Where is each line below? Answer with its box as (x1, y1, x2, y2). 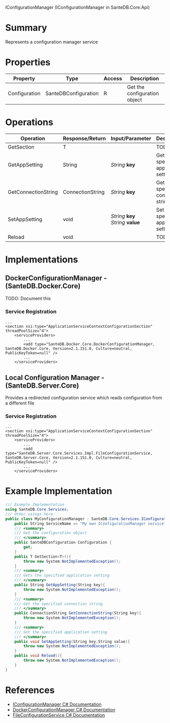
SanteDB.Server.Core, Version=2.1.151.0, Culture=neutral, (5, 455, 133, 461)
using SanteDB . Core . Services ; (5, 507, 69, 512)
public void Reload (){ (14, 653, 62, 659)
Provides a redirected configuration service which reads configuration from (5, 394, 163, 400)
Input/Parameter (110, 134, 152, 142)
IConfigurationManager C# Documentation (12, 701, 102, 707)
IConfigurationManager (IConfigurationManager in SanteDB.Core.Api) (5, 5, 150, 10)
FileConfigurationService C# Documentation (12, 712, 105, 718)
